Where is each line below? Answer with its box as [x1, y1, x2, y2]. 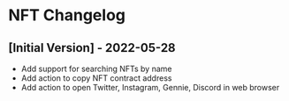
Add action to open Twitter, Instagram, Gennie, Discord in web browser [20, 83, 280, 92]
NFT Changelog [8, 5, 125, 25]
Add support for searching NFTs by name [20, 63, 172, 74]
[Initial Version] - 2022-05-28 [8, 40, 176, 55]
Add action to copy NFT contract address [20, 73, 172, 83]
